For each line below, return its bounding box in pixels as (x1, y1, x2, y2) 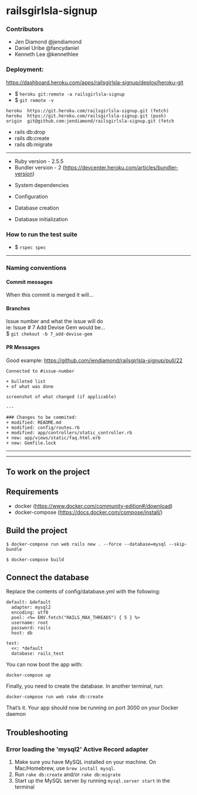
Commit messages (6, 278, 53, 285)
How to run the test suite (6, 230, 78, 238)
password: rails (11, 625, 51, 631)
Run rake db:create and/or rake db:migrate (14, 771, 121, 778)
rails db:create (14, 134, 50, 141)
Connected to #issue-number (6, 368, 75, 374)
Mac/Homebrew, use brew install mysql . (14, 764, 116, 772)
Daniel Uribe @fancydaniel (14, 45, 79, 52)
